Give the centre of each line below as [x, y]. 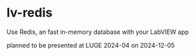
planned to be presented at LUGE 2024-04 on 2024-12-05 [91, 45]
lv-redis [30, 13]
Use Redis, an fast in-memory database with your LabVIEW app [98, 32]
